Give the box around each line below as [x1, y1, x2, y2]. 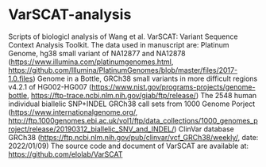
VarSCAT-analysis [8, 6, 132, 24]
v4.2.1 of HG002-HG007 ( [8, 82, 92, 92]
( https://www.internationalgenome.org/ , [8, 107, 138, 116]
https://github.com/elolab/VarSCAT [8, 149, 123, 159]
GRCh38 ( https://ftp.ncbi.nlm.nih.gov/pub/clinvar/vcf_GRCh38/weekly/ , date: [8, 132, 259, 142]
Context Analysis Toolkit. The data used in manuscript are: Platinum [8, 40, 229, 49]
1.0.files [8, 74, 33, 83]
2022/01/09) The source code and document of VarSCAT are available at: [8, 141, 249, 150]
